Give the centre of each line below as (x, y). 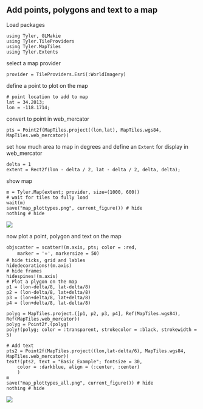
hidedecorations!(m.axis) (39, 265)
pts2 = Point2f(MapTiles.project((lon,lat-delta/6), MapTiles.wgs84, (96, 351)
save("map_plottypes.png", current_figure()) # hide (74, 208)
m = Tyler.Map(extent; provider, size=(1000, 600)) (73, 192)
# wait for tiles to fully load (47, 197)
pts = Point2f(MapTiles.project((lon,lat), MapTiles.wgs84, (84, 130)
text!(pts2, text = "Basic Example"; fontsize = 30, (74, 361)
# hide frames (24, 271)
